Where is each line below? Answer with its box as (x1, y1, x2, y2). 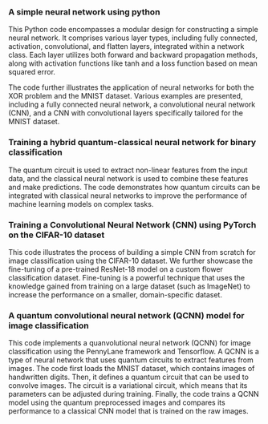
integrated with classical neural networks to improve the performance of (8, 191, 247, 200)
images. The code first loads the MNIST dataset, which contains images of (8, 364, 255, 374)
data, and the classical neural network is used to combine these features (8, 173, 249, 183)
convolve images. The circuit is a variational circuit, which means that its (8, 381, 248, 390)
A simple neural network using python (8, 6, 160, 18)
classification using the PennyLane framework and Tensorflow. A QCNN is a (8, 347, 259, 357)
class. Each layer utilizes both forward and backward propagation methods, (8, 50, 258, 60)
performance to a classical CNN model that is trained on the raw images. (8, 406, 249, 416)
